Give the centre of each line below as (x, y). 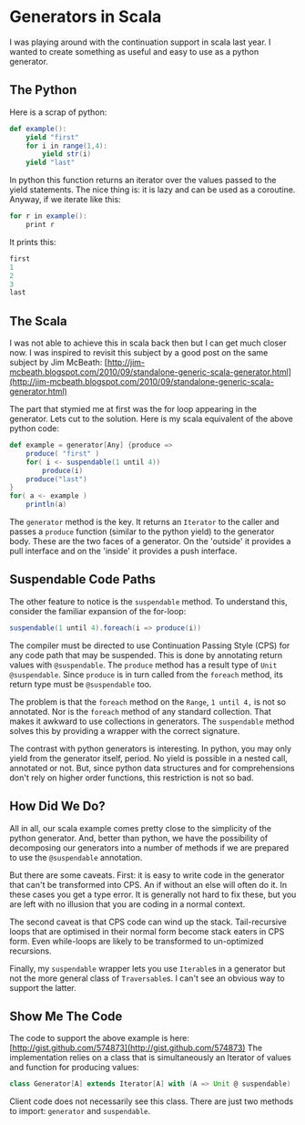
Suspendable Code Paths (83, 579)
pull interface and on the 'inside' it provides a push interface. (123, 551)
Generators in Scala (86, 17)
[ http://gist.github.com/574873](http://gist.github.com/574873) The (136, 1048)
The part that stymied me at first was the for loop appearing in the (133, 409)
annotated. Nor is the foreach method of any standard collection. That (140, 711)
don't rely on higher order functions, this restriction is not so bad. (132, 778)
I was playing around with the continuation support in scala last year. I (140, 42)
